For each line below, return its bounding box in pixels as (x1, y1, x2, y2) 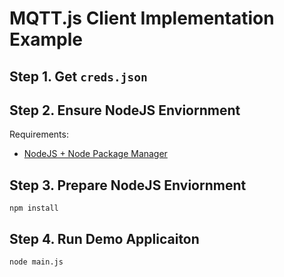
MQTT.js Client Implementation (9, 7, 275, 30)
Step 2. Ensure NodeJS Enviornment (9, 102, 241, 119)
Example (9, 28, 83, 51)
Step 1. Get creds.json (9, 68, 148, 85)
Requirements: (9, 128, 69, 141)
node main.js (9, 257, 64, 267)
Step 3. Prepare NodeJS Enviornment (9, 177, 247, 194)
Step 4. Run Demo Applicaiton (9, 230, 200, 247)
